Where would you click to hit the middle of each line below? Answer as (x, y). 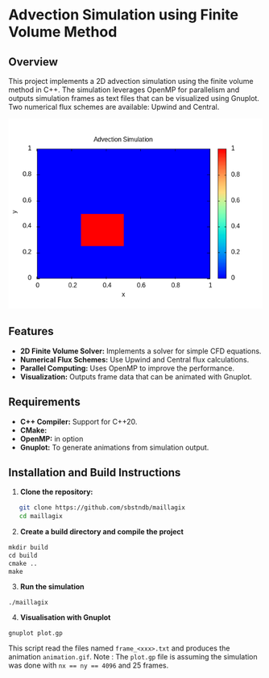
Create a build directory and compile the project (101, 532)
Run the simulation (52, 587)
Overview (33, 62)
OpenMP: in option (52, 438)
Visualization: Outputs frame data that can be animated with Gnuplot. (136, 376)
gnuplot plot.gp (35, 634)
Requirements (44, 402)
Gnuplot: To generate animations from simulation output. (114, 447)
